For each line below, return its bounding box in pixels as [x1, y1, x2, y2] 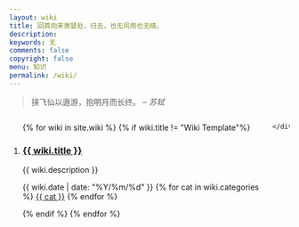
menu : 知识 [9, 63, 47, 72]
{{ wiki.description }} [21, 165, 99, 175]
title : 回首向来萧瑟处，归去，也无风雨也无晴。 [9, 21, 164, 30]
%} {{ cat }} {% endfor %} [21, 191, 118, 202]
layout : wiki [9, 12, 58, 22]
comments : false [9, 46, 69, 55]
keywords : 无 [9, 37, 56, 47]
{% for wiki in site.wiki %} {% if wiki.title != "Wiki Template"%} [21, 122, 251, 133]
